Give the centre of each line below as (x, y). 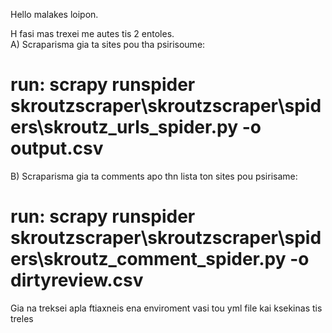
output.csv (57, 148)
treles (22, 318)
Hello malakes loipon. (54, 14)
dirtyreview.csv (77, 280)
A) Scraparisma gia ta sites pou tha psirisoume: (108, 44)
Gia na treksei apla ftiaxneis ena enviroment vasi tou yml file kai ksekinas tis (166, 308)
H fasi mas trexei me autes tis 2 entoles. (92, 33)
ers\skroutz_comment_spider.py (148, 259)
